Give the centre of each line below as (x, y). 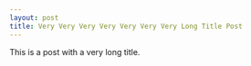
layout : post (34, 18)
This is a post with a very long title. (75, 52)
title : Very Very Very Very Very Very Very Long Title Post (126, 26)
